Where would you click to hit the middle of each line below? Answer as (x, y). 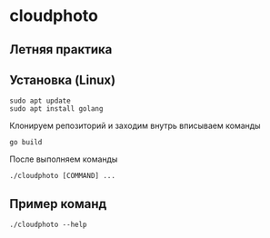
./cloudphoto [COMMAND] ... (63, 176)
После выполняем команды (64, 159)
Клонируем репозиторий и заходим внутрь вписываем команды (135, 126)
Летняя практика (61, 50)
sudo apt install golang (56, 109)
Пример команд (58, 204)
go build (26, 143)
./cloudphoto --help (49, 225)
